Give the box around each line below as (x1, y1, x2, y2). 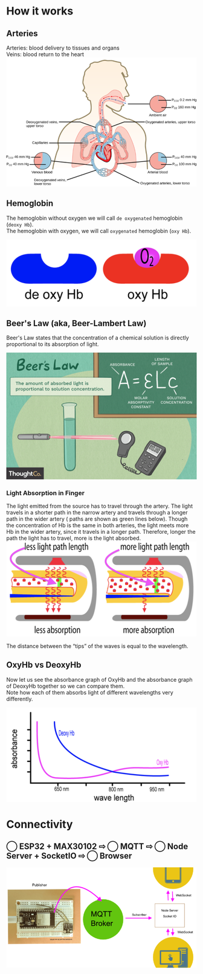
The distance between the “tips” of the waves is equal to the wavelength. (6, 642, 188, 650)
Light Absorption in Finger (6, 489, 85, 497)
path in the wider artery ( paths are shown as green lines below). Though (6, 515, 188, 523)
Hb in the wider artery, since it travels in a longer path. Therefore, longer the (6, 528, 196, 536)
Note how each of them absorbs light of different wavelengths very (6, 688, 173, 696)
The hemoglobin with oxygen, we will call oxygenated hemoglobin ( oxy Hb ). (6, 227, 192, 234)
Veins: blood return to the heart (6, 51, 85, 58)
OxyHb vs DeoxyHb (6, 660, 82, 670)
